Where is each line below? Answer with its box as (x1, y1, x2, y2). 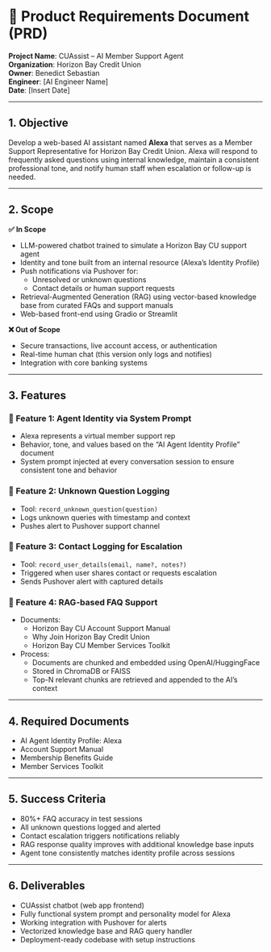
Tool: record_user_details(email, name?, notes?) (19, 559, 187, 569)
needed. (8, 172, 36, 181)
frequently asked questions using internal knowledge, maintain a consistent (8, 155, 260, 164)
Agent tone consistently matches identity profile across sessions (19, 848, 236, 858)
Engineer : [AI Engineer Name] (8, 77, 109, 86)
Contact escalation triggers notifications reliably (19, 830, 180, 841)
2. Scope (8, 203, 54, 217)
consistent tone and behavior (19, 465, 118, 475)
